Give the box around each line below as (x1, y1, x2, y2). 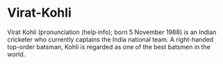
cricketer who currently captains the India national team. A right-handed (7, 35, 214, 43)
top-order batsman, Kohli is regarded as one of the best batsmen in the (7, 42, 210, 51)
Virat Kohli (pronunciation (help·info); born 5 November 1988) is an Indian (7, 28, 217, 36)
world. (7, 50, 26, 58)
